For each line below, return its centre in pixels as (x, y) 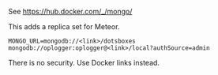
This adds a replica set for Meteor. (64, 26)
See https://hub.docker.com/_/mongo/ (70, 11)
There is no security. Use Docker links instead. (84, 63)
